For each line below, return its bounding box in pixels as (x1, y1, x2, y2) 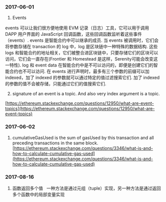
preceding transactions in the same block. (12, 140, 98, 146)
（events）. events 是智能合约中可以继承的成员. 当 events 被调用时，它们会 (5, 37, 159, 43)
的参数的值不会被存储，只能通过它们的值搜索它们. (5, 81, 107, 87)
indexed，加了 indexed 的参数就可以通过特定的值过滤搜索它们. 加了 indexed (5, 74, 160, 80)
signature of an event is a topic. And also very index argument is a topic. (12, 91, 160, 97)
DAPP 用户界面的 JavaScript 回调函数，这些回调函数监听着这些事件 (5, 31, 142, 37)
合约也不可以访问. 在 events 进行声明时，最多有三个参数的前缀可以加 (9, 68, 150, 74)
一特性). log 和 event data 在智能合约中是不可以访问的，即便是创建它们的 (5, 62, 154, 68)
